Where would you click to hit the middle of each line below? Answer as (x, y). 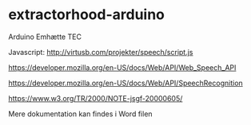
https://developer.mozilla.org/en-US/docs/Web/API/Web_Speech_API (122, 67)
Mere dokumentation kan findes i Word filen (81, 114)
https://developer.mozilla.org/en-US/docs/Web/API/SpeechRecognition (126, 83)
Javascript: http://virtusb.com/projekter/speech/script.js (101, 52)
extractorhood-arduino (87, 15)
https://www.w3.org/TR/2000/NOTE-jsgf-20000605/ (96, 98)
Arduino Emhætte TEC (45, 37)
